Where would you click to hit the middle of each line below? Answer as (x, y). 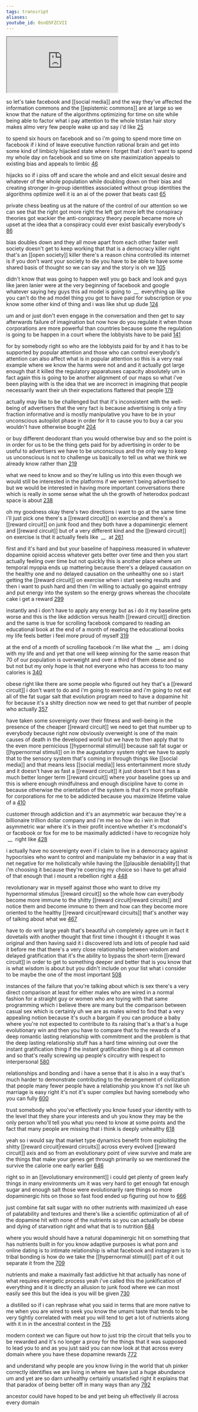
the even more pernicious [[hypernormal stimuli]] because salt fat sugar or (97, 746)
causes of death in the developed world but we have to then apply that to (95, 740)
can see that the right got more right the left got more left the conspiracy (95, 212)
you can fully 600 (27, 1099)
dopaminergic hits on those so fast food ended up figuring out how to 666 (96, 1196)
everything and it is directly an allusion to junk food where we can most (93, 1287)
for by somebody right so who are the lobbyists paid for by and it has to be (97, 346)
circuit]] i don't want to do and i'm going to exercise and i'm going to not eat (98, 690)
